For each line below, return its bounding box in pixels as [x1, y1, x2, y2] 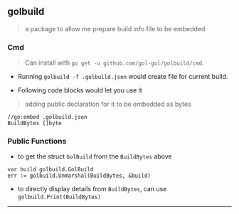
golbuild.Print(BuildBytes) [17, 193, 101, 201]
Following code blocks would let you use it [17, 86, 142, 95]
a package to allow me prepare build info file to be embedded [24, 24, 206, 33]
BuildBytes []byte [7, 120, 62, 127]
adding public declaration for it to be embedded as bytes [24, 100, 192, 109]
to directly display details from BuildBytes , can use [17, 185, 167, 193]
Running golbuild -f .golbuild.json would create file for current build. [17, 73, 228, 81]
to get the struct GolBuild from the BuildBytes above [17, 152, 172, 161]
